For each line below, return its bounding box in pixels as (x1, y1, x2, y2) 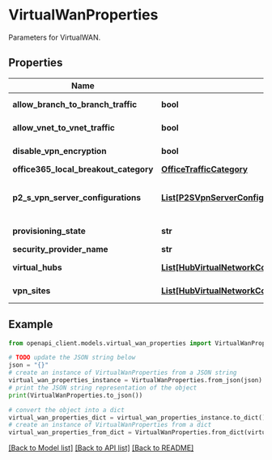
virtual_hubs (12, 262, 62, 273)
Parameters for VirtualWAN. (8, 32, 101, 42)
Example (8, 317, 53, 331)
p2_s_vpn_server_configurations (12, 192, 142, 203)
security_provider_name (12, 243, 108, 254)
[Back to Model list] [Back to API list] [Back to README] (8, 443, 194, 453)
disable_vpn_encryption (12, 145, 107, 156)
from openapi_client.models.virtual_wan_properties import (8, 339, 212, 347)
